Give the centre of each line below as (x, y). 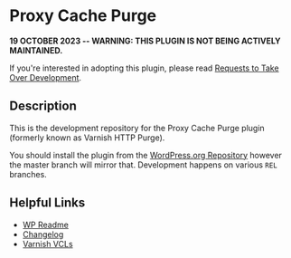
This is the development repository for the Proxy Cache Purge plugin (137, 128)
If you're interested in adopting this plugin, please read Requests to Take (144, 68)
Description (43, 106)
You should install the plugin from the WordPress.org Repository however (146, 155)
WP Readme (46, 225)
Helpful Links (47, 203)
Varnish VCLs (48, 244)
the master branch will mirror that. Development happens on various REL (144, 165)
